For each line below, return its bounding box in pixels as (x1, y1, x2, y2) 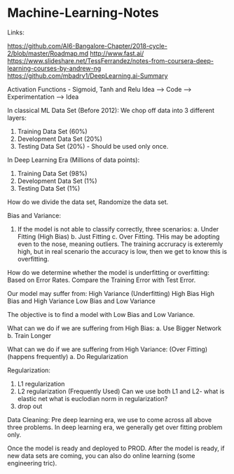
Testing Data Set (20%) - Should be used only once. (17, 142, 169, 150)
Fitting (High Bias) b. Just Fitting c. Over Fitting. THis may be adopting (17, 232, 220, 241)
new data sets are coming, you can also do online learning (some (7, 451, 195, 460)
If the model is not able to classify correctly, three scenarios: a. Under (17, 224, 219, 233)
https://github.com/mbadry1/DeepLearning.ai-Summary (7, 72, 168, 80)
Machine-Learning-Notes (7, 5, 159, 21)
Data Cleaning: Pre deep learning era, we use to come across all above (7, 415, 212, 424)
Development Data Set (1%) (17, 177, 97, 185)
